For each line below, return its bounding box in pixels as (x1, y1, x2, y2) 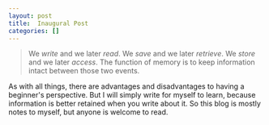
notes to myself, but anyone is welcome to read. (8, 107, 169, 117)
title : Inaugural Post (8, 19, 89, 27)
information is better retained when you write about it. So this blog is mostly (8, 98, 262, 109)
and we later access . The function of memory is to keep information (28, 57, 255, 67)
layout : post (8, 11, 53, 20)
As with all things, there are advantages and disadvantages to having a (8, 81, 245, 91)
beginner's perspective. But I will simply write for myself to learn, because (8, 90, 256, 100)
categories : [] (8, 27, 60, 35)
